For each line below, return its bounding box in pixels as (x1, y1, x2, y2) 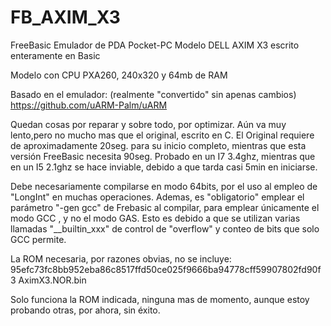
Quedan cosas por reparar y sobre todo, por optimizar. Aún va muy (10, 118, 287, 130)
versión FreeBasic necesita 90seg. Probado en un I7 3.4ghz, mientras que (10, 150, 316, 162)
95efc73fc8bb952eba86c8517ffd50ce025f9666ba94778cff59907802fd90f (10, 263, 322, 275)
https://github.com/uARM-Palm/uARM (10, 99, 168, 111)
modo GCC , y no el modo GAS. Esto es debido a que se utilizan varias (10, 212, 301, 224)
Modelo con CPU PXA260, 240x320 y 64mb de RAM (10, 69, 228, 81)
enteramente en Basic (10, 49, 101, 61)
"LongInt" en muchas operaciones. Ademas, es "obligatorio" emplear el (10, 191, 305, 203)
